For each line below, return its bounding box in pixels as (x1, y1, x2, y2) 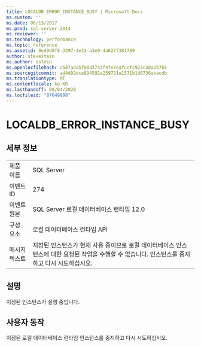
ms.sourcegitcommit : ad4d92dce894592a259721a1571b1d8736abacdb (6, 70, 167, 76)
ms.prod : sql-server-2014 (6, 25, 71, 32)
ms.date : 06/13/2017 (6, 20, 58, 26)
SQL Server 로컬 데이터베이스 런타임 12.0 (32, 205, 145, 213)
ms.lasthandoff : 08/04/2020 (6, 87, 77, 93)
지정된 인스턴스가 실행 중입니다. (6, 298, 80, 305)
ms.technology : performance (6, 36, 77, 42)
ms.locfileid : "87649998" (6, 92, 71, 98)
